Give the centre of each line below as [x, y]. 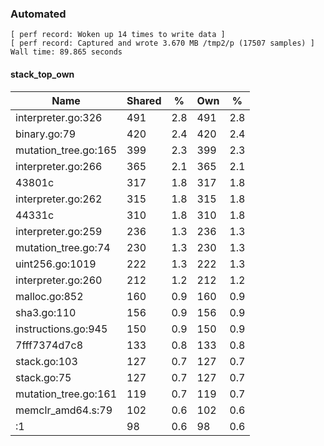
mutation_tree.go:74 [63, 247]
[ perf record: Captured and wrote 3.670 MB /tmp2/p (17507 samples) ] [162, 43]
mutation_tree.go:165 [66, 150]
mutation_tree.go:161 [66, 394]
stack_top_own [42, 74]
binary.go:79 [46, 134]
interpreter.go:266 [59, 166]
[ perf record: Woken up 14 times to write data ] [118, 35]
